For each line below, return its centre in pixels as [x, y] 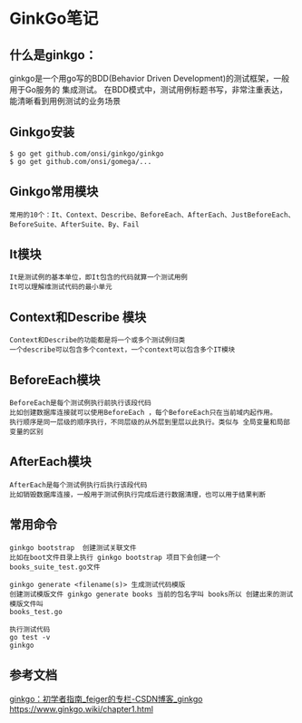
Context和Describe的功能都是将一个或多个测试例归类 [97, 341]
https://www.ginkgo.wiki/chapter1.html [82, 709]
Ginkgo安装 [42, 132]
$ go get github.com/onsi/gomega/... [81, 161]
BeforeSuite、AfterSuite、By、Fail [74, 224]
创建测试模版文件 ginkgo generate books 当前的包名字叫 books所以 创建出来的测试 [151, 594]
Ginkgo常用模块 [54, 192]
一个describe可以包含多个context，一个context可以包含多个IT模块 [122, 350]
